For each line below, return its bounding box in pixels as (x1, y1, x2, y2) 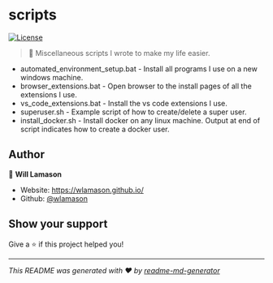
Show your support (8, 217, 108, 231)
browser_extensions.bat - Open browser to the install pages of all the (19, 81, 252, 91)
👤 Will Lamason (8, 169, 63, 179)
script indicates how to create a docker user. (19, 124, 170, 134)
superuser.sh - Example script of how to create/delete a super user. (19, 107, 247, 117)
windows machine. (19, 72, 84, 82)
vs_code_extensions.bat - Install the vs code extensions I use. (19, 98, 227, 108)
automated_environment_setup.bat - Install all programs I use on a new (19, 63, 258, 74)
